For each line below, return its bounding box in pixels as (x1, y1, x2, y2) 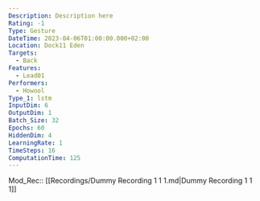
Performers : (8, 79, 48, 87)
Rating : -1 (8, 19, 45, 27)
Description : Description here (8, 11, 113, 20)
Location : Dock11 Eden (8, 42, 85, 50)
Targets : (8, 49, 38, 57)
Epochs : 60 (8, 124, 45, 132)
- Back (15, 57, 38, 65)
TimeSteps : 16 (8, 146, 56, 154)
